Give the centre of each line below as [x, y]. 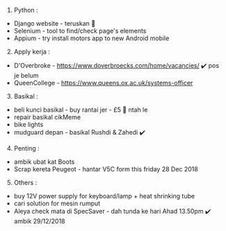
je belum [26, 75]
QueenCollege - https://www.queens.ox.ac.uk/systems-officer [103, 83]
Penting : [26, 148]
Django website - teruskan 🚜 [55, 23]
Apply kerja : [32, 52]
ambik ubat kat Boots [44, 162]
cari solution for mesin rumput [57, 203]
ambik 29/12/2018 [39, 221]
